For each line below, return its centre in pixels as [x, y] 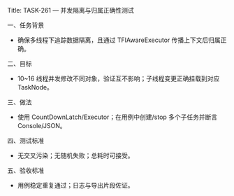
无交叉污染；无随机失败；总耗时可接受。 [75, 155]
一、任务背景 [25, 25]
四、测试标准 [25, 141]
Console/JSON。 [42, 126]
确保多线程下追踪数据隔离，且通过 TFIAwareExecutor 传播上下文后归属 [119, 40]
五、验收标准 [25, 170]
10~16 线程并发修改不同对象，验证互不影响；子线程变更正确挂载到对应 [118, 78]
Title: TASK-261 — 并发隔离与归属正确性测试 [71, 10]
